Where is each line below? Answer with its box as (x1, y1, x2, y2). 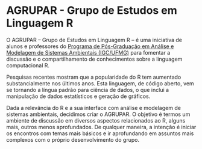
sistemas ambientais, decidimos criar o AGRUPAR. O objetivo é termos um (6, 111, 191, 118)
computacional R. (6, 61, 50, 69)
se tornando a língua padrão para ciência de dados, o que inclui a (6, 86, 169, 93)
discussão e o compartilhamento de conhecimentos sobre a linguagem (6, 55, 183, 62)
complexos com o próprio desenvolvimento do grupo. (6, 136, 140, 143)
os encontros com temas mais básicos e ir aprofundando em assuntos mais (6, 130, 194, 137)
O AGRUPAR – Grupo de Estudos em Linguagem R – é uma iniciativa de (6, 36, 183, 43)
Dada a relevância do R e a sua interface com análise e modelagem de (6, 104, 181, 111)
